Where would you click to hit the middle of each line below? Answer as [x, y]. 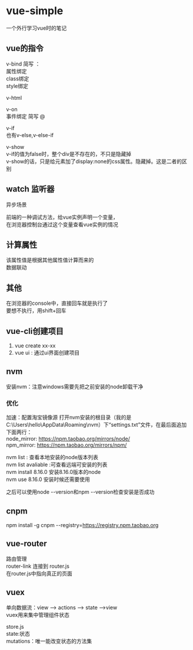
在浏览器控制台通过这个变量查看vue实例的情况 [62, 224]
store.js [15, 626]
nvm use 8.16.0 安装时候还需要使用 [48, 479]
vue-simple [35, 11]
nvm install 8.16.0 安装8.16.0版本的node [54, 472]
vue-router [26, 544]
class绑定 [18, 79]
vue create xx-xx [35, 346]
